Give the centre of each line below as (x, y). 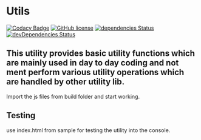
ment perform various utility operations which (95, 72)
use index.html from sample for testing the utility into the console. (88, 130)
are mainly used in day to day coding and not (93, 63)
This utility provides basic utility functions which (101, 54)
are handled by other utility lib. (66, 82)
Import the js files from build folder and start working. (73, 96)
